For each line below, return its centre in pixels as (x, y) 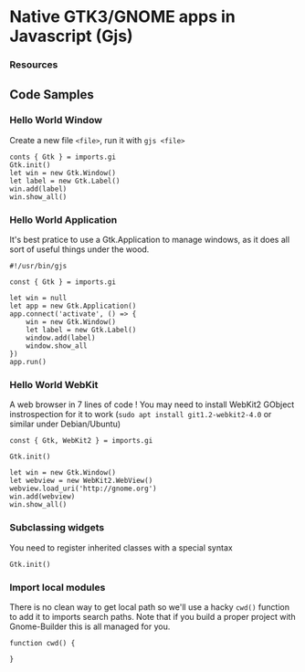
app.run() (28, 362)
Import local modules (58, 587)
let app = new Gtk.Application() (73, 306)
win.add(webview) (42, 497)
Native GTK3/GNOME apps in (122, 17)
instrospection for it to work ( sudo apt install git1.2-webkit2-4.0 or (141, 415)
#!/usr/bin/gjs (38, 267)
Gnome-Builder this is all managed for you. (90, 626)
